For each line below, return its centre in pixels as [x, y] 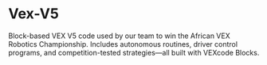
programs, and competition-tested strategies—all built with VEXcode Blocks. [134, 52]
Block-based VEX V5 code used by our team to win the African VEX [119, 36]
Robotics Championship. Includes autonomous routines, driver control [123, 44]
